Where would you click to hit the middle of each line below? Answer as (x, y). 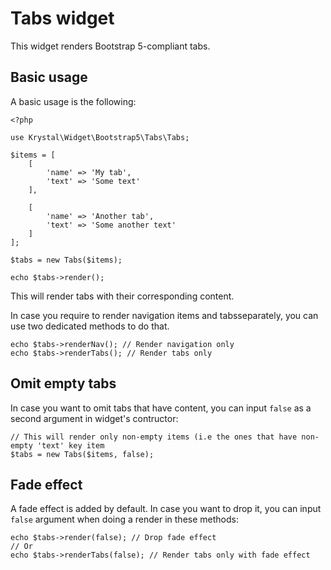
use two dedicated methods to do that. (90, 326)
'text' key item (70, 445)
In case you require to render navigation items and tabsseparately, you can (164, 315)
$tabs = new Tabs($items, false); (82, 454)
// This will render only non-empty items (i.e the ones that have (154, 437)
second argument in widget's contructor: (94, 418)
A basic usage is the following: (73, 101)
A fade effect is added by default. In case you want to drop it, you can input (166, 509)
